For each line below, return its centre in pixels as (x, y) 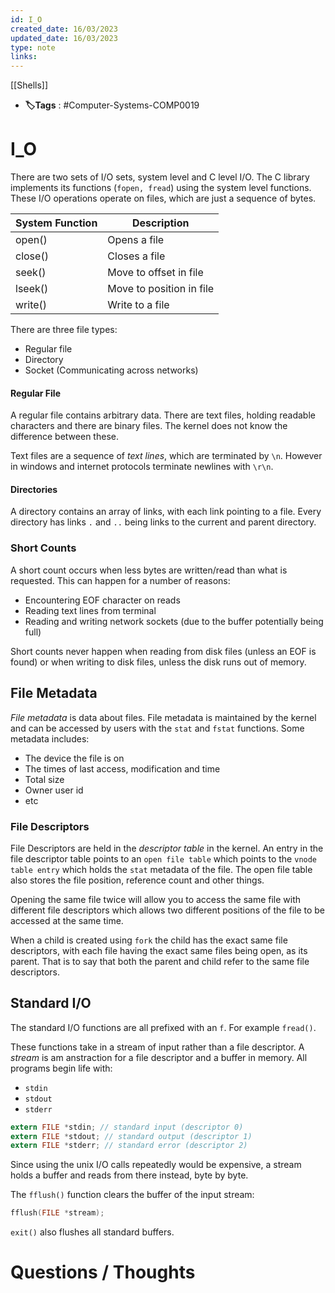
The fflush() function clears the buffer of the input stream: (132, 1195)
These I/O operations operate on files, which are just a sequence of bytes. (163, 198)
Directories (34, 489)
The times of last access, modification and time (122, 768)
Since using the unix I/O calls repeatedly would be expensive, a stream (156, 1165)
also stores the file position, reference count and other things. (137, 880)
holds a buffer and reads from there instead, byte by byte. (129, 1175)
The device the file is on (74, 758)
